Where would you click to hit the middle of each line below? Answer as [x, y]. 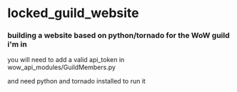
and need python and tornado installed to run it [77, 81]
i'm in [17, 44]
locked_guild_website [73, 13]
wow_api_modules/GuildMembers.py [62, 67]
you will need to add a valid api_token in [66, 60]
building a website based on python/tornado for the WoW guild [118, 36]
